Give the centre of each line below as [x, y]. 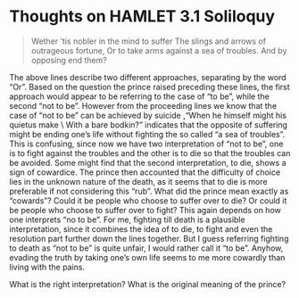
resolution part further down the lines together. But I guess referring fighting [149, 238]
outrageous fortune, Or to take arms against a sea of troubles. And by [159, 50]
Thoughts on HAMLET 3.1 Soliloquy [142, 17]
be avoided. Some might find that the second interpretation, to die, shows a [148, 162]
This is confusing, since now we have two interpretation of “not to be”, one [146, 144]
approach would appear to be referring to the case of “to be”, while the [139, 96]
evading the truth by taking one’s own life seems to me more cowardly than [147, 257]
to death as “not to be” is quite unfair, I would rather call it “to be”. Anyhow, [146, 248]
